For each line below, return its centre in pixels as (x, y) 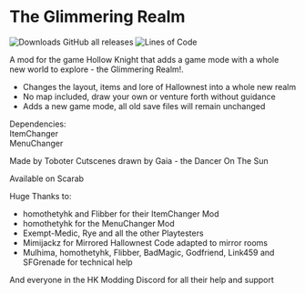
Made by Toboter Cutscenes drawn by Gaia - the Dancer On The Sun (139, 160)
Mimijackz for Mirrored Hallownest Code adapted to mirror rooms (145, 242)
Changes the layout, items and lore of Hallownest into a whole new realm (159, 86)
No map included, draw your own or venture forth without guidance (149, 96)
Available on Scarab (47, 178)
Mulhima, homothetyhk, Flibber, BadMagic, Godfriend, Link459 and (148, 252)
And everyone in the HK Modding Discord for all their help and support (142, 279)
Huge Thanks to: (41, 196)
